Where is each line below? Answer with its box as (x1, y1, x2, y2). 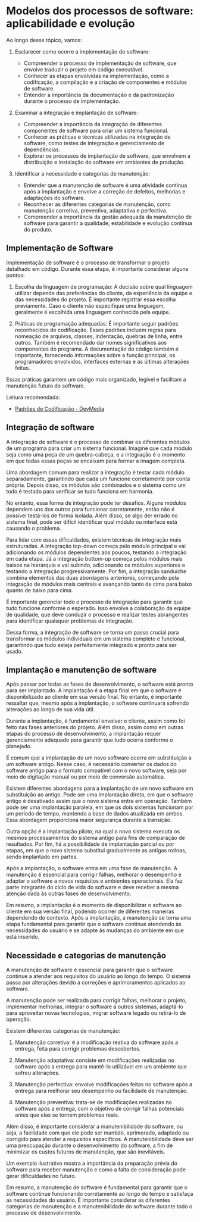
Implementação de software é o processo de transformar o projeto (6, 259, 170, 266)
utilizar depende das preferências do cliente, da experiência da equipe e (14, 289, 192, 296)
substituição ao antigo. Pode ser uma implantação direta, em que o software (6, 791, 193, 798)
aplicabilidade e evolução (6, 17, 135, 30)
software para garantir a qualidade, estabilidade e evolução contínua (23, 219, 192, 227)
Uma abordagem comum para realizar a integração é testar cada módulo (6, 468, 185, 476)
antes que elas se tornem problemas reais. (14, 1111, 120, 1118)
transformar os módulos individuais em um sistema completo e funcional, (6, 635, 186, 642)
